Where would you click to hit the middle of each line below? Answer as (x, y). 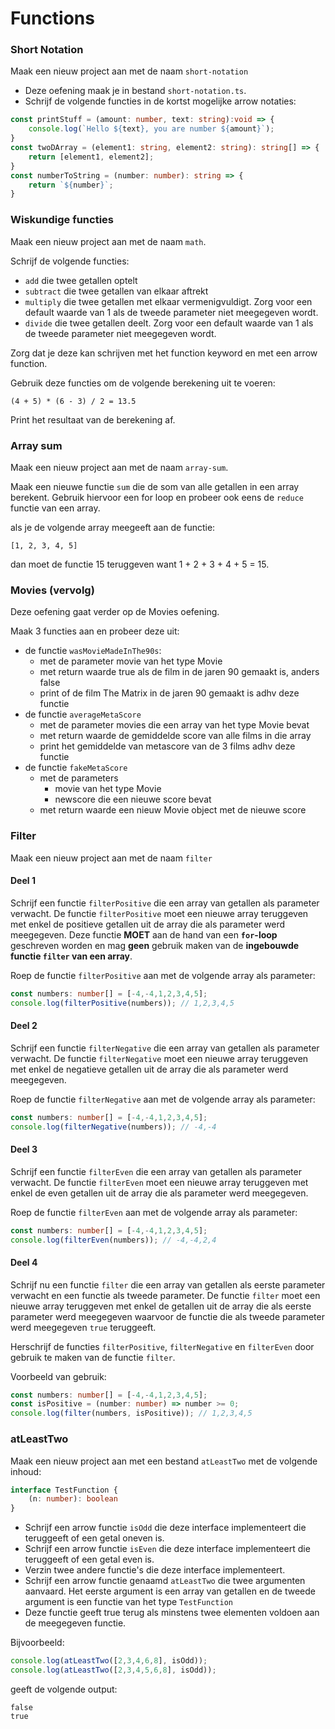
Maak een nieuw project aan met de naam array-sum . (119, 467)
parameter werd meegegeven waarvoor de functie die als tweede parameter (167, 1316)
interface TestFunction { (64, 1490)
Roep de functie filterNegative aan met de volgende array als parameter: (163, 1099)
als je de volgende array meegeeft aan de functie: (113, 527)
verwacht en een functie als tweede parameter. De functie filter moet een (165, 1295)
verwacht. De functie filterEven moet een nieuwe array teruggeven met (159, 1182)
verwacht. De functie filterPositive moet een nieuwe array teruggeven (159, 913)
